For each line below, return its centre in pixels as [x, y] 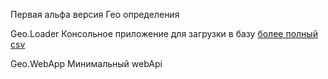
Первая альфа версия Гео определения [95, 14]
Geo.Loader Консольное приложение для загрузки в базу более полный [164, 33]
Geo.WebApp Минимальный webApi [86, 63]
